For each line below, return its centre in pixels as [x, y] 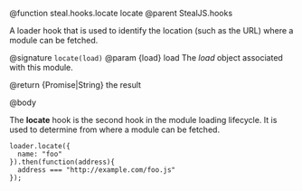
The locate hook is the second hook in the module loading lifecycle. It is [143, 120]
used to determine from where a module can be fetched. [114, 129]
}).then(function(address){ [62, 162]
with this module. [42, 67]
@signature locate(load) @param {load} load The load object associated [146, 57]
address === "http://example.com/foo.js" [97, 170]
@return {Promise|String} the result [75, 85]
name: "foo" [40, 154]
